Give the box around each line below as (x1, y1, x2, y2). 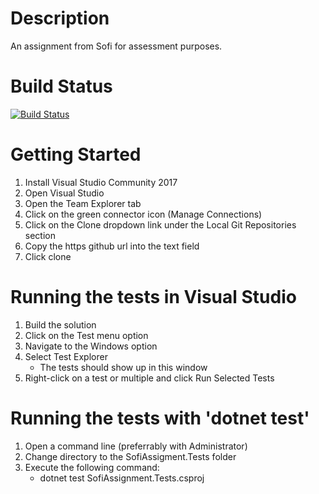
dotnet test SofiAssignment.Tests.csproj (39, 472, 205, 484)
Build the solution (24, 318, 97, 331)
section (24, 229, 56, 241)
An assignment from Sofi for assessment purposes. (10, 40, 223, 52)
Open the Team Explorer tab (24, 197, 142, 209)
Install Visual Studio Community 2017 (24, 176, 178, 188)
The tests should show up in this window (39, 361, 208, 373)
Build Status (10, 75, 113, 98)
